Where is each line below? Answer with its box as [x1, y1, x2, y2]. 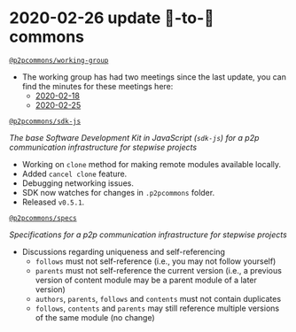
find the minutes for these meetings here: [21, 81, 174, 91]
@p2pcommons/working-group [9, 56, 109, 65]
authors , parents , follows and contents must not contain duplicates [35, 293, 282, 304]
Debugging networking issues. [21, 177, 135, 189]
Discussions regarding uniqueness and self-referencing [21, 246, 226, 257]
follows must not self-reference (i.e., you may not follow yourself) [35, 256, 277, 266]
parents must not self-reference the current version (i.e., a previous [35, 265, 282, 275]
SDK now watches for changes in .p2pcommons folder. [21, 187, 215, 197]
